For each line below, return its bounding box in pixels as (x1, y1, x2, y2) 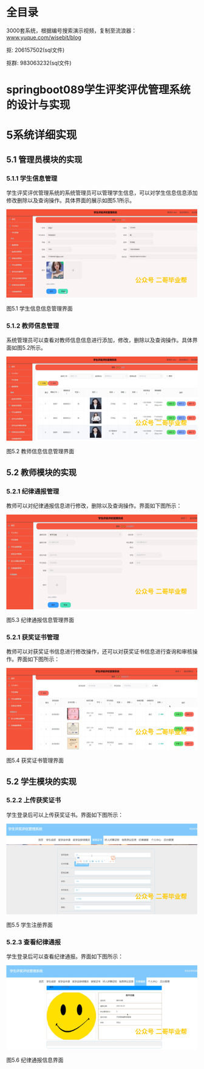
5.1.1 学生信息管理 (6, 174, 58, 183)
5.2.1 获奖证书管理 (6, 633, 59, 641)
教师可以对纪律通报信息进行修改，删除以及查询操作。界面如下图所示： (6, 502, 182, 509)
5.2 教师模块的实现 (6, 467, 77, 478)
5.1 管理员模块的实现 (6, 154, 83, 164)
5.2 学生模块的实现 (6, 776, 77, 786)
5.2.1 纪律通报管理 (6, 487, 59, 495)
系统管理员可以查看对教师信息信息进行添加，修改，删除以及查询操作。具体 (6, 336, 192, 344)
